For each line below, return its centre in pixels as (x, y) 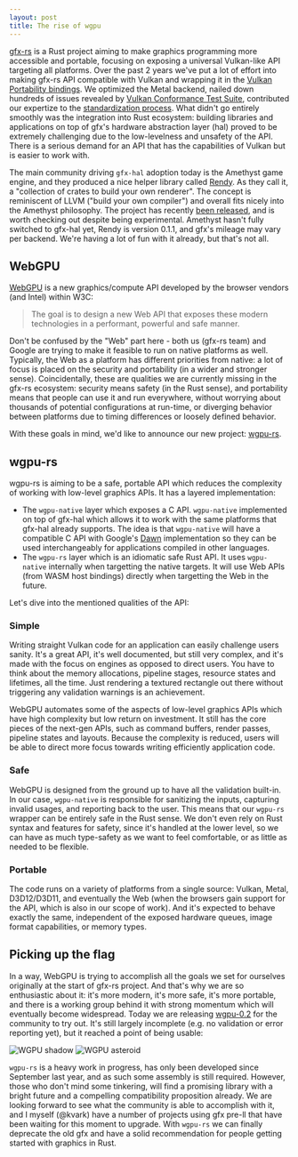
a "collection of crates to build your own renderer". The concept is (130, 191)
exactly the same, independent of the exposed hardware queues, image (141, 918)
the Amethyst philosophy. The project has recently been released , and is (142, 210)
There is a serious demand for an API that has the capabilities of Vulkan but (148, 145)
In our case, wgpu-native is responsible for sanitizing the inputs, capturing (144, 799)
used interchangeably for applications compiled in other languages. (145, 548)
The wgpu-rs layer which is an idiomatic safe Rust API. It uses (134, 558)
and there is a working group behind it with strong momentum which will (141, 1004)
